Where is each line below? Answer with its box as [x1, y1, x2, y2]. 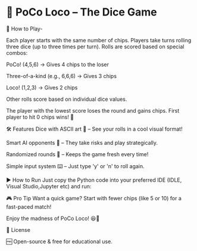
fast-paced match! [6, 203, 52, 210]
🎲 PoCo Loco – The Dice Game [6, 5, 158, 19]
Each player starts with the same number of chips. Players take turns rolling [6, 36, 192, 44]
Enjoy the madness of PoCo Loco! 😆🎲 [6, 215, 100, 222]
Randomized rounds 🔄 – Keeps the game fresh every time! [6, 150, 149, 157]
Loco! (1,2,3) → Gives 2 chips [6, 83, 78, 91]
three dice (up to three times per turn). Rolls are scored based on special [6, 43, 185, 50]
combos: [6, 49, 28, 56]
